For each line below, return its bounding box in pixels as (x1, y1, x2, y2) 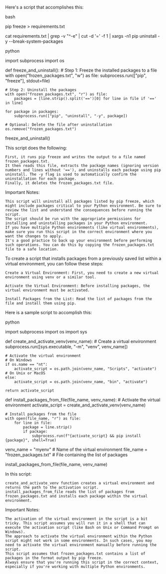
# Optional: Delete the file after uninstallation (5, 122, 112, 127)
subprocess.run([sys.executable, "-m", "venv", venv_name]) (5, 344, 128, 349)
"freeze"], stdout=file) (5, 78, 50, 83)
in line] (5, 100, 23, 105)
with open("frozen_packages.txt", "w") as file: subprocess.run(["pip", (5, 73, 147, 79)
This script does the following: (5, 145, 67, 151)
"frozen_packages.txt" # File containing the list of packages (5, 452, 128, 458)
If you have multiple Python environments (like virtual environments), (5, 225, 159, 230)
